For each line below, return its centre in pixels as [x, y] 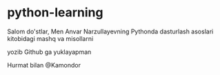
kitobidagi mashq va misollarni [50, 38]
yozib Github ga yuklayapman [49, 52]
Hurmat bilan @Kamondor [44, 65]
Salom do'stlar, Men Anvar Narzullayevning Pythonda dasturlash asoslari [110, 31]
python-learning [55, 13]
